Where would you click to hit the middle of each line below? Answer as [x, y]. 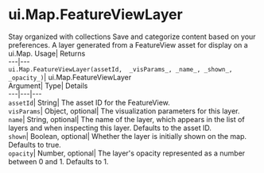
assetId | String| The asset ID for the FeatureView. [89, 102]
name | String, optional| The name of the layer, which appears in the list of [126, 119]
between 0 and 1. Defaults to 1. [58, 161]
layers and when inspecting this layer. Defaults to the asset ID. [110, 128]
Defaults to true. [35, 144]
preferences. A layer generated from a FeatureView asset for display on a [128, 44]
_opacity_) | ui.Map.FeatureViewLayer [70, 77]
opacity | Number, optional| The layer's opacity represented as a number [127, 153]
